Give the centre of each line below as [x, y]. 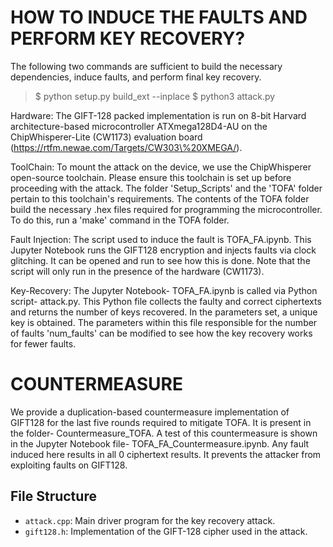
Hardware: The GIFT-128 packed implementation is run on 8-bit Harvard [158, 115]
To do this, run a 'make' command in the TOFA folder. [120, 220]
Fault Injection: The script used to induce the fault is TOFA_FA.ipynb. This [161, 239]
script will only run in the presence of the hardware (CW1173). [137, 271]
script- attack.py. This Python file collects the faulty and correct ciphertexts [166, 301]
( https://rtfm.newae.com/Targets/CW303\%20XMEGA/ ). [126, 147]
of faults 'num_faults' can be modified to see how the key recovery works [161, 333]
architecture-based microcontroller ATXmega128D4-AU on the [139, 126]
